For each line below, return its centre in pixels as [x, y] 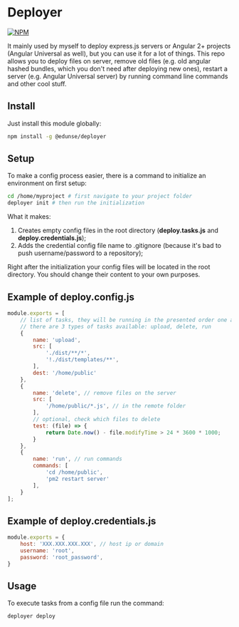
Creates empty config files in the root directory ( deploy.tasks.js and [118, 230]
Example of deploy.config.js [71, 297]
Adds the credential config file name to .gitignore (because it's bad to [119, 246]
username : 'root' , [47, 550]
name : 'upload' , [57, 340]
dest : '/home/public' [65, 373]
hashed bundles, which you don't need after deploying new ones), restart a [117, 68]
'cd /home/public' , [74, 472]
